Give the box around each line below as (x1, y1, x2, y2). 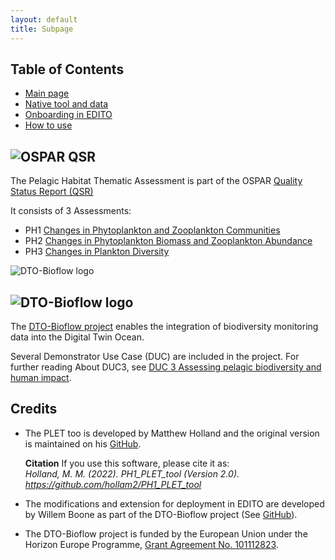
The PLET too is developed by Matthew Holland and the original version (24, 427, 320, 439)
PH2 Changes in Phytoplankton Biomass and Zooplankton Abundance (24, 235, 313, 247)
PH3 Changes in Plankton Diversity (24, 246, 170, 258)
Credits (10, 401, 58, 418)
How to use (24, 119, 73, 131)
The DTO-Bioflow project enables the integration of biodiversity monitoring (10, 320, 319, 332)
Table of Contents (10, 61, 125, 78)
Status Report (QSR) (10, 186, 94, 198)
